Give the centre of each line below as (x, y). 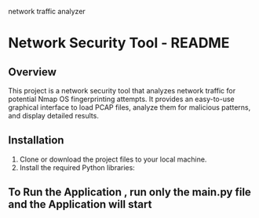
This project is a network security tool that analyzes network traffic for (122, 91)
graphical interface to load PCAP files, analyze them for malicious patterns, (129, 107)
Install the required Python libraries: (77, 167)
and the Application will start (80, 204)
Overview (33, 72)
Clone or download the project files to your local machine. (113, 159)
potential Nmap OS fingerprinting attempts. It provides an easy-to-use (122, 99)
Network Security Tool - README (119, 43)
